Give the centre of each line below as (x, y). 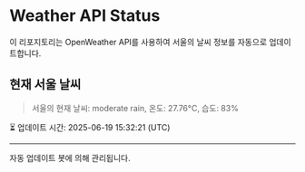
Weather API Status (85, 16)
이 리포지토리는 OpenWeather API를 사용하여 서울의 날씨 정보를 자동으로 (138, 42)
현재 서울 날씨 (45, 85)
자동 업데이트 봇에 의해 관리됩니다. (70, 158)
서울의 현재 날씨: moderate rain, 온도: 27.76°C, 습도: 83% (135, 108)
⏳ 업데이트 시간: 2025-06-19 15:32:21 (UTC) (90, 127)
